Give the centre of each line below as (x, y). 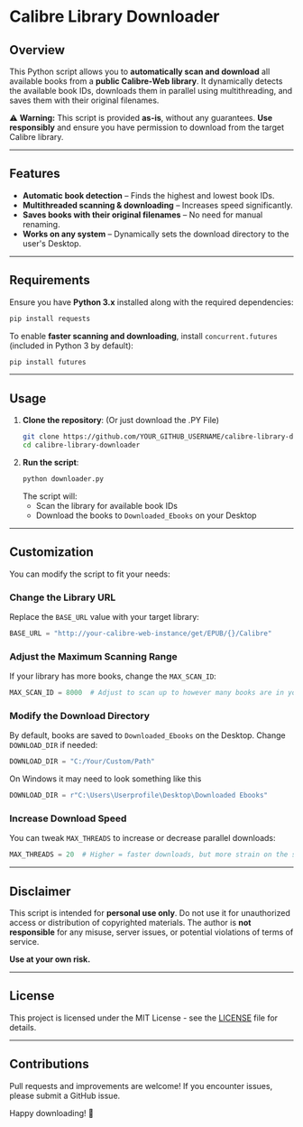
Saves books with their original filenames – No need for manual (142, 215)
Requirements (50, 280)
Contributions (49, 1064)
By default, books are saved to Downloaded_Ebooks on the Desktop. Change (147, 735)
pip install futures (48, 362)
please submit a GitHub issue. (65, 1095)
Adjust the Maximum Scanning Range (93, 656)
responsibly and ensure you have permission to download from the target (147, 127)
